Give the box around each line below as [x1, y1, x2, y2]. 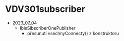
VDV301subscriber [5, 3, 85, 15]
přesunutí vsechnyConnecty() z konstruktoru [27, 30, 119, 36]
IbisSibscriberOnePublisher [19, 25, 76, 31]
